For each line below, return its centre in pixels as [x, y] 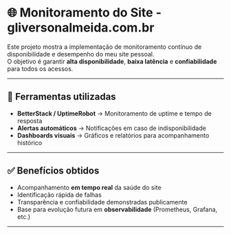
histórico [30, 142]
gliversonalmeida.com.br [81, 28]
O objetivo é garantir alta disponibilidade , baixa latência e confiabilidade [112, 61]
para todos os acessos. [40, 68]
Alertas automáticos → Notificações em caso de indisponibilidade [111, 128]
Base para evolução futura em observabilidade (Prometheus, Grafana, [117, 209]
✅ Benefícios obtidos [53, 171]
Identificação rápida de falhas [59, 195]
